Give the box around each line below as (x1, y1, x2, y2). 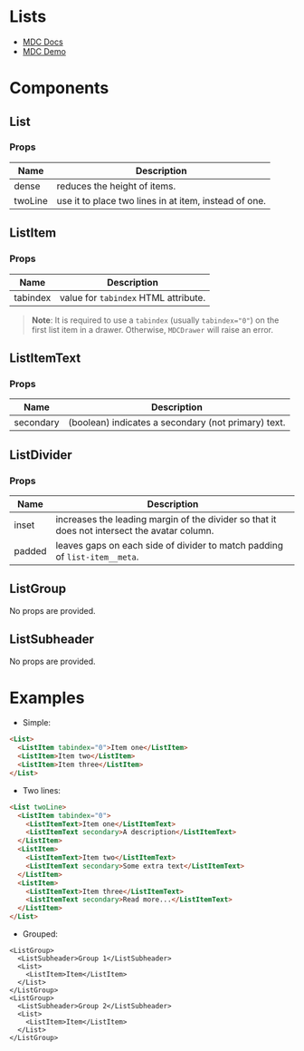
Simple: (22, 717, 52, 728)
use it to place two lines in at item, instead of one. (56, 194, 267, 207)
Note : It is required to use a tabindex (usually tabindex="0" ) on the (31, 315, 280, 326)
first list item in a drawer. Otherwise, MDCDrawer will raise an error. (31, 324, 274, 335)
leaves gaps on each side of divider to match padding (55, 539, 283, 551)
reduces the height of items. (56, 180, 176, 192)
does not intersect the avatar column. (55, 524, 214, 537)
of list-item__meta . (55, 550, 139, 563)
